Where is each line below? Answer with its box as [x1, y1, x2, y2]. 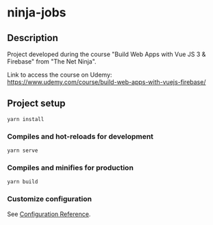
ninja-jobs [7, 5, 66, 21]
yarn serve [7, 147, 38, 155]
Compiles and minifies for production [7, 163, 134, 172]
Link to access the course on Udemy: [7, 70, 112, 79]
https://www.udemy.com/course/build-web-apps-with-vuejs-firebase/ [7, 78, 206, 86]
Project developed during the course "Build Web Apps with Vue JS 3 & [7, 50, 206, 58]
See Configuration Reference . [7, 210, 91, 218]
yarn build [7, 178, 38, 185]
